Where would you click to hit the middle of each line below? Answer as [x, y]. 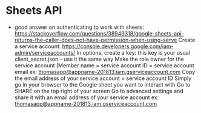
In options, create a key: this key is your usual [133, 52]
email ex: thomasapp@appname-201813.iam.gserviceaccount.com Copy [105, 72]
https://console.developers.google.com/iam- [118, 46]
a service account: [38, 46]
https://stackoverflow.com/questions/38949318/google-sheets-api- [99, 33]
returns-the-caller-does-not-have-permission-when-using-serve [96, 40]
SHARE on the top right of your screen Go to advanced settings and [99, 91]
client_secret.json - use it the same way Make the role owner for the [99, 59]
